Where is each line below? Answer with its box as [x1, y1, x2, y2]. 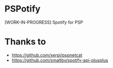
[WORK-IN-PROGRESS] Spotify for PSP [4, 19, 83, 25]
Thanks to [4, 36, 46, 47]
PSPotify [4, 3, 41, 14]
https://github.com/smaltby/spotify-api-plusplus [11, 57, 108, 63]
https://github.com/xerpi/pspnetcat [11, 52, 82, 58]
